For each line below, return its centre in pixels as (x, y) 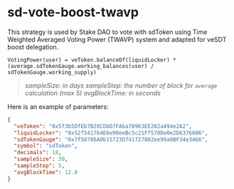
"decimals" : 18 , (38, 153)
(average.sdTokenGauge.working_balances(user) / (81, 66)
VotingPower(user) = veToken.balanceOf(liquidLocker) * (92, 60)
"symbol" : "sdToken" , (46, 146)
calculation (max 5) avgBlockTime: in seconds (93, 93)
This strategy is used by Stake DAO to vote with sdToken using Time (107, 32)
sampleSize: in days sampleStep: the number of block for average (121, 85)
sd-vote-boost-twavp (73, 12)
